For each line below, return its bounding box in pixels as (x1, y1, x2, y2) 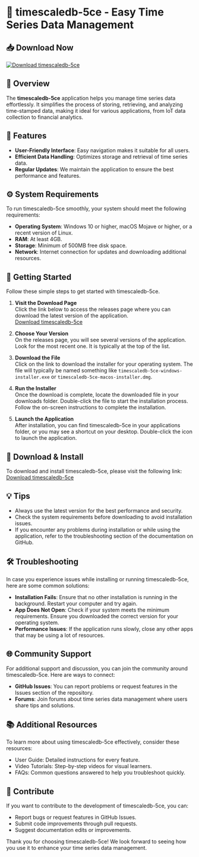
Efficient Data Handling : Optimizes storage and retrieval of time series (14, 153, 188, 160)
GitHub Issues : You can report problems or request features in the (14, 683, 178, 690)
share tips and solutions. (14, 701, 75, 709)
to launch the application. (14, 434, 77, 442)
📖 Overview (6, 79, 50, 89)
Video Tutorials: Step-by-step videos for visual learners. (14, 763, 152, 770)
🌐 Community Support (6, 649, 91, 659)
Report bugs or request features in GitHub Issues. (14, 814, 137, 821)
